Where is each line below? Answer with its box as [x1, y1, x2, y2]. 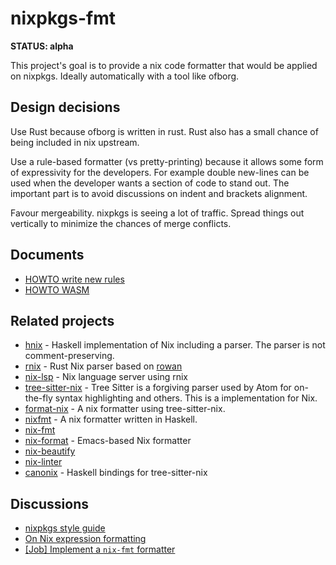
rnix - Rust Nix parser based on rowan [24, 360, 183, 372]
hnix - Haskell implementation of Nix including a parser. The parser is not [24, 339, 326, 351]
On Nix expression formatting [24, 533, 147, 545]
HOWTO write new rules [24, 273, 125, 285]
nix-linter [24, 456, 63, 468]
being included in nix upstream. [10, 136, 140, 148]
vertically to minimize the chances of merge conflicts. [10, 217, 232, 229]
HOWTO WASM [24, 283, 90, 296]
